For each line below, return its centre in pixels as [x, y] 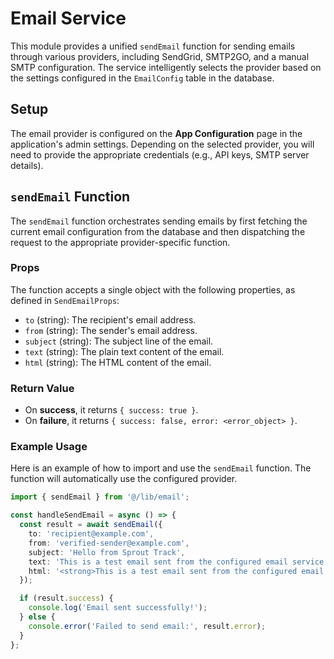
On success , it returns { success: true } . [111, 410]
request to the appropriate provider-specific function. [120, 242]
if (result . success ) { [66, 598]
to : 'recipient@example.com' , [91, 534]
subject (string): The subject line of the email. [119, 341]
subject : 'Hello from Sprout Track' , [107, 552]
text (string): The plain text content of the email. [124, 351]
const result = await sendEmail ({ [91, 525]
